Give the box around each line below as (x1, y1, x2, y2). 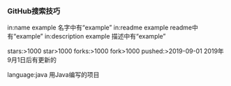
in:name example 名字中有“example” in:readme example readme (7, 23, 193, 32)
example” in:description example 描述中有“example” (16, 32, 166, 41)
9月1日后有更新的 (7, 56, 57, 64)
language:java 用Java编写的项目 (7, 71, 100, 79)
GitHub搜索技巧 (7, 6, 61, 15)
